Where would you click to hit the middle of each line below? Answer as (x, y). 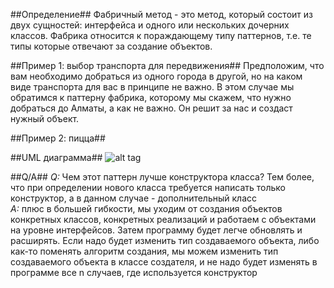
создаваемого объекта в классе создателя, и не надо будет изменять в (164, 262)
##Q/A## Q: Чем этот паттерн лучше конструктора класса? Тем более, (162, 177)
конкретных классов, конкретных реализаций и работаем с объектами (163, 219)
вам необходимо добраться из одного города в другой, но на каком (156, 76)
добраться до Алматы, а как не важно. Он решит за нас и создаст (151, 108)
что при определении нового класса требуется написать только (148, 187)
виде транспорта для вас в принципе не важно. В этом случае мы (152, 87)
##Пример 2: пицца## (58, 138)
